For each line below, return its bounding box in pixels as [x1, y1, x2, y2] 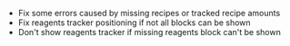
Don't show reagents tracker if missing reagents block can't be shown [17, 27, 282, 37]
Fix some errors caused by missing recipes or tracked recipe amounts [17, 8, 281, 18]
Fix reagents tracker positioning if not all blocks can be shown [17, 17, 252, 28]
